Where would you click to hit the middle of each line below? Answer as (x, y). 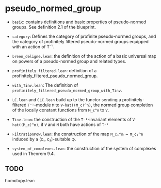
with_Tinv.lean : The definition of (45, 85)
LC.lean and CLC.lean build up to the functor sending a (66, 99)
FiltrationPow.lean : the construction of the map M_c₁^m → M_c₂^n (77, 134)
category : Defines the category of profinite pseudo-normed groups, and (84, 36)
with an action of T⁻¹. (33, 47)
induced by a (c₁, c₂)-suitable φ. (44, 139)
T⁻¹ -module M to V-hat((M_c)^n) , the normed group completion (90, 105)
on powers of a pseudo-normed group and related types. (69, 61)
